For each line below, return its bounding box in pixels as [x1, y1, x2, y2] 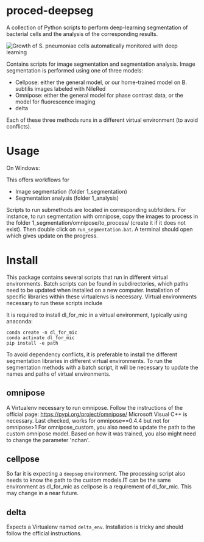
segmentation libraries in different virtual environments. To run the [6, 357, 172, 364]
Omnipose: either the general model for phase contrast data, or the [15, 91, 184, 99]
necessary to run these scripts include [6, 299, 103, 306]
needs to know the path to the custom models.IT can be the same [6, 476, 171, 484]
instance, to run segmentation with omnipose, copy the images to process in [6, 213, 199, 220]
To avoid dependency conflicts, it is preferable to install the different [6, 351, 178, 358]
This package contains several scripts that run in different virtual [6, 273, 168, 281]
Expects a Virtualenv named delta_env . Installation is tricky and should [6, 523, 184, 530]
